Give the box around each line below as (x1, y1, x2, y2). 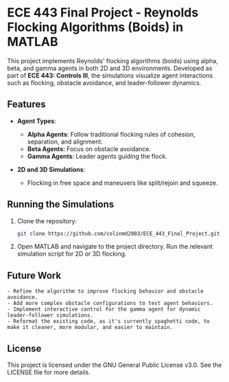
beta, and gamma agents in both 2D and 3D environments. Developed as (7, 64, 213, 72)
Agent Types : (16, 117, 57, 125)
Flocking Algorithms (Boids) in (7, 19, 184, 35)
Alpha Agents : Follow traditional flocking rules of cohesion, (27, 130, 195, 138)
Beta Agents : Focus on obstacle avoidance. (27, 144, 152, 153)
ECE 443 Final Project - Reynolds (7, 5, 199, 21)
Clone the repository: (16, 216, 77, 225)
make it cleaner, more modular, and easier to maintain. (7, 324, 173, 331)
